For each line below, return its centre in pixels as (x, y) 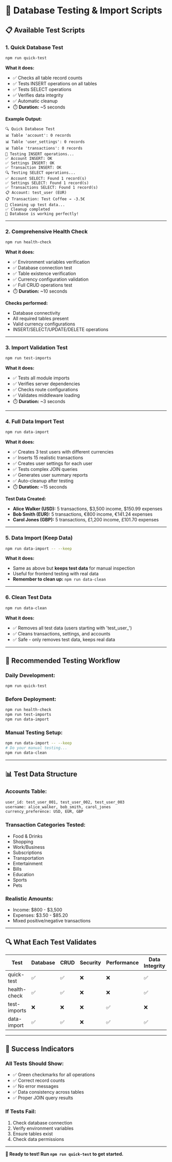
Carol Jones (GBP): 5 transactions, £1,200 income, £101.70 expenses (86, 520)
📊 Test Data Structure (41, 774)
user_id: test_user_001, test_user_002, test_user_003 (65, 802)
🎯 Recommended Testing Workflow (63, 661)
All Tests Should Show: (35, 1064)
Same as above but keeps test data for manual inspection (74, 568)
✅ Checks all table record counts (48, 78)
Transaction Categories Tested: (46, 825)
